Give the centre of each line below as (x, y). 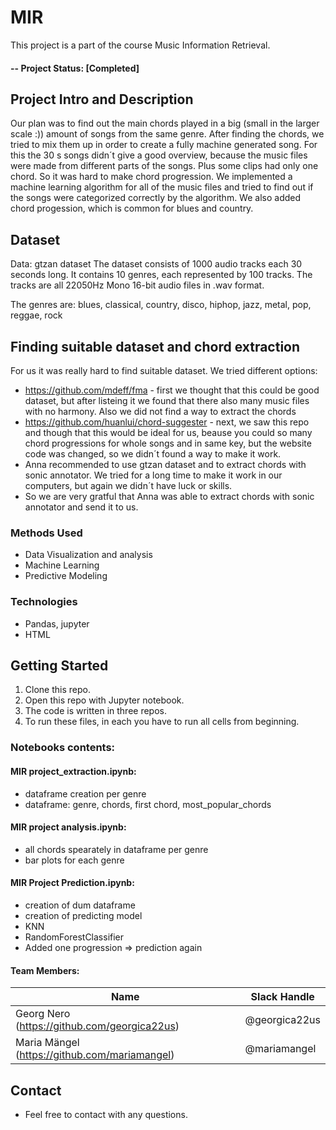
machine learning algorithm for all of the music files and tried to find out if (162, 187)
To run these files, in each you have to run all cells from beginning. (162, 722)
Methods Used (46, 533)
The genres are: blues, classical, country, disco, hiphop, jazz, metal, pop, (161, 305)
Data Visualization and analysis (88, 555)
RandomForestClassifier (74, 937)
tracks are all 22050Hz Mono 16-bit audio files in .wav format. (137, 285)
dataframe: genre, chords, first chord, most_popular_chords (148, 804)
